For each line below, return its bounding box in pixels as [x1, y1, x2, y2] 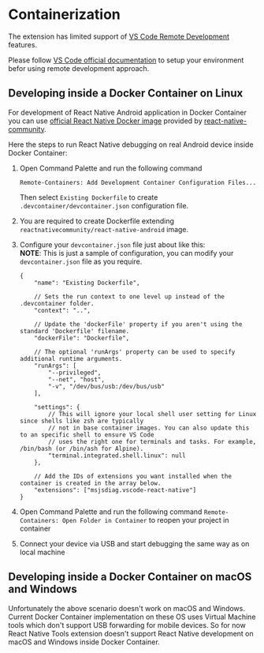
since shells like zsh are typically [19, 417, 144, 425]
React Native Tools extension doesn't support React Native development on [8, 629, 254, 638]
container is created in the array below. [19, 479, 162, 487]
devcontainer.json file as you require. [19, 257, 143, 266]
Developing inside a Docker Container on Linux [8, 87, 244, 100]
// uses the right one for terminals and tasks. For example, [48, 437, 257, 445]
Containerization [8, 6, 121, 24]
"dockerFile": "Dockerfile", [34, 334, 130, 342]
